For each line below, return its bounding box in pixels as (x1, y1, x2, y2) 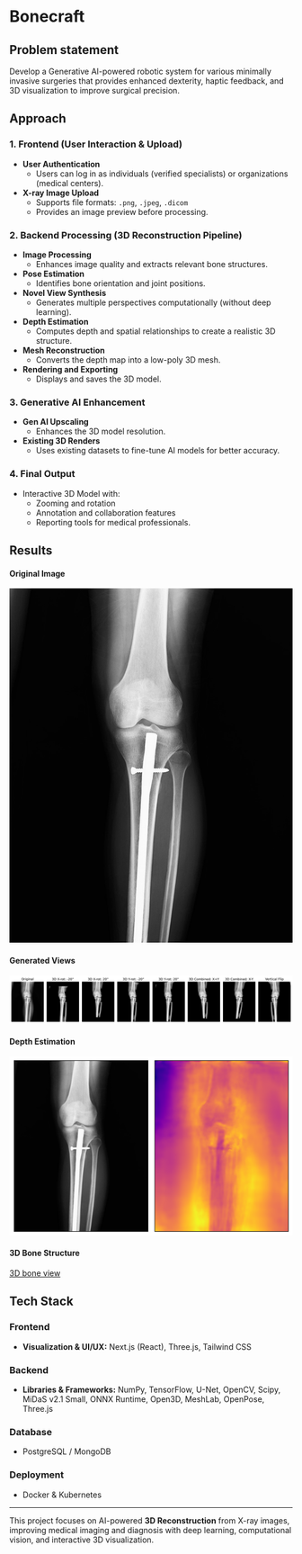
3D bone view (9, 1267, 61, 1279)
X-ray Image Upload (22, 187, 100, 198)
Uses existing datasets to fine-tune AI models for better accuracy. (35, 445, 280, 456)
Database (9, 1425, 52, 1438)
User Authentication (22, 158, 101, 169)
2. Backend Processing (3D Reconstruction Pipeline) (9, 229, 243, 241)
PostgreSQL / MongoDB (22, 1446, 111, 1457)
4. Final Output (9, 468, 75, 481)
